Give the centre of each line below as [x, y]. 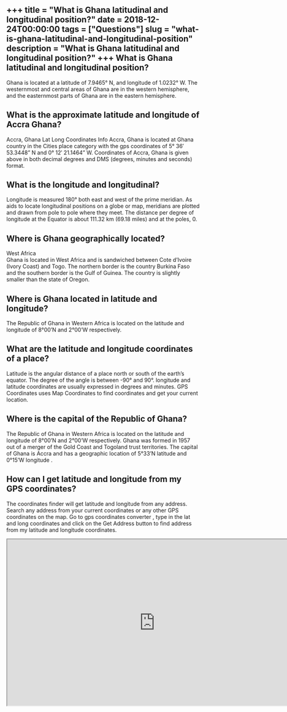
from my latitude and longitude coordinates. [62, 530]
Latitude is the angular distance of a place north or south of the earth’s [95, 373]
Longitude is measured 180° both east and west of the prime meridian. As [99, 200]
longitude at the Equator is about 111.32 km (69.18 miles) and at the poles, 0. [102, 219]
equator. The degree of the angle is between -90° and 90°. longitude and [98, 380]
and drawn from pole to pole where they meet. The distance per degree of [100, 213]
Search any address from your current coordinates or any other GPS [93, 510]
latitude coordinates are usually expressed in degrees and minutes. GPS [97, 386]
